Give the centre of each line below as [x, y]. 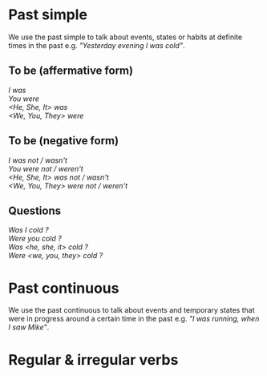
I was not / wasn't [38, 160]
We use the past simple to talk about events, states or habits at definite [125, 37]
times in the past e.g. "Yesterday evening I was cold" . [97, 45]
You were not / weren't [46, 168]
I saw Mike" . [29, 327]
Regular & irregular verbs [93, 360]
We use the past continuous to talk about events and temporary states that [131, 310]
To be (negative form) [63, 141]
